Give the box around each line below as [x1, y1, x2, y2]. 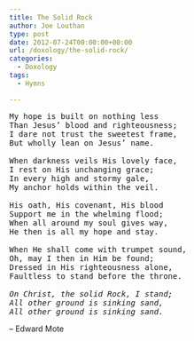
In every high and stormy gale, [9, 173, 150, 183]
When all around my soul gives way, [9, 218, 168, 227]
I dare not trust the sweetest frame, [9, 129, 178, 139]
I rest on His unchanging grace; [9, 164, 155, 174]
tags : [9, 71, 29, 80]
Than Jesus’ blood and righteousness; [9, 120, 178, 130]
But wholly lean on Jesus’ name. [9, 138, 155, 147]
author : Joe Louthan [9, 21, 86, 30]
